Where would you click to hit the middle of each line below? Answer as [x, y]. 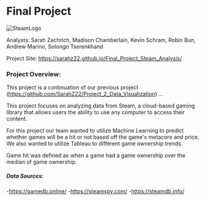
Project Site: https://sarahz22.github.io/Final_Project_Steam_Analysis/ [94, 58]
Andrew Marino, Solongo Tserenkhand [55, 46]
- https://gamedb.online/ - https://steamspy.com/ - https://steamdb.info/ [95, 191]
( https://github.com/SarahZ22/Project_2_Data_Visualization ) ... [85, 94]
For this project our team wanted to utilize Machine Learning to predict [95, 131]
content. [17, 119]
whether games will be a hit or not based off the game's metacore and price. [103, 137]
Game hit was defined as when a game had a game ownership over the [96, 155]
